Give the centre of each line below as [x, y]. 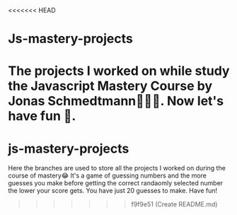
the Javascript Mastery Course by [110, 86]
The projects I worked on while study [119, 71]
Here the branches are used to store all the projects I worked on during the [117, 168]
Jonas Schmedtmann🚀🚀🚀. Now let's [116, 101]
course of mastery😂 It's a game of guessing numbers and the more [108, 175]
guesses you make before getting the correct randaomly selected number [116, 183]
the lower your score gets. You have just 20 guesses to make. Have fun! [113, 191]
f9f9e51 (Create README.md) [174, 204]
